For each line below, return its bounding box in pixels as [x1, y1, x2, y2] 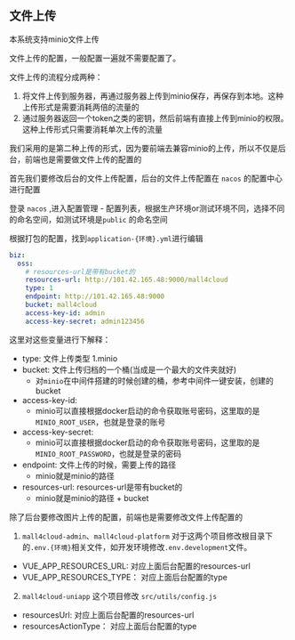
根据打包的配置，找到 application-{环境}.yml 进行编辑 [9, 232, 203, 243]
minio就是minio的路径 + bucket [35, 492, 149, 503]
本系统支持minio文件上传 [9, 34, 100, 45]
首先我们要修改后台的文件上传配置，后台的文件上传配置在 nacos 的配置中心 [9, 173, 283, 183]
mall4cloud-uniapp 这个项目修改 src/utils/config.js [21, 590, 218, 601]
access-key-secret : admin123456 [25, 317, 145, 326]
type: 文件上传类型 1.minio [21, 352, 118, 363]
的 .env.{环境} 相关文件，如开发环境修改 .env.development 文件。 [21, 541, 252, 552]
